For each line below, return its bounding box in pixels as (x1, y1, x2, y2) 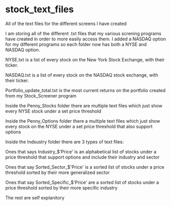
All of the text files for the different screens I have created (5, 20, 127, 27)
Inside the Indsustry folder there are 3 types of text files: (5, 139, 124, 145)
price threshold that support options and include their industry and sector (5, 154, 160, 160)
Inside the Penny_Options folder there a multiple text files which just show (5, 118, 160, 124)
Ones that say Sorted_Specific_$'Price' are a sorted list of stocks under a (5, 179, 159, 185)
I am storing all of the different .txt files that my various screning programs (5, 30, 162, 36)
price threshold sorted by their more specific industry (5, 185, 118, 191)
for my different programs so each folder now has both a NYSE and (5, 41, 147, 47)
